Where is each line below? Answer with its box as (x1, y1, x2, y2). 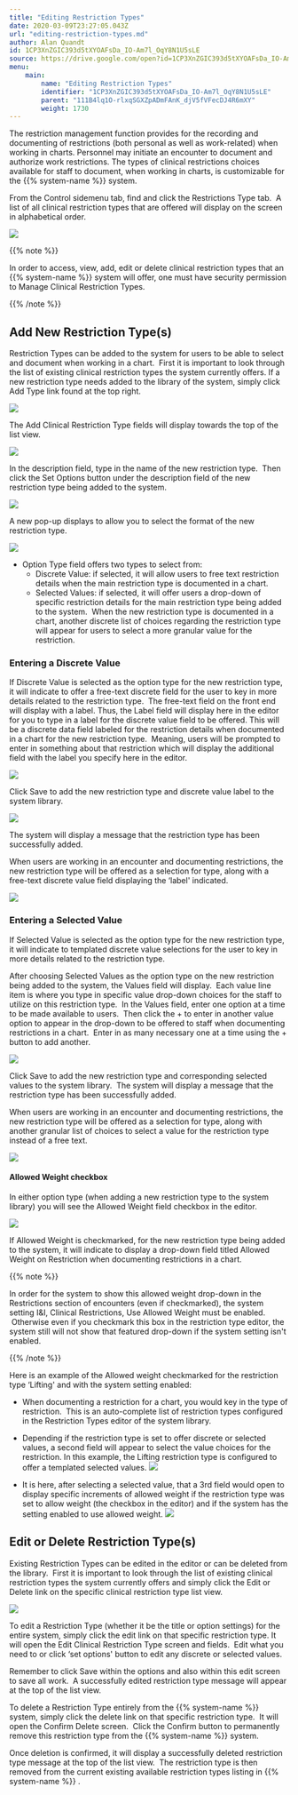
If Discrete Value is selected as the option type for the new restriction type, (9, 677, 284, 688)
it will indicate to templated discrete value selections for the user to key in (9, 944, 278, 954)
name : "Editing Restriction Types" (41, 79, 173, 88)
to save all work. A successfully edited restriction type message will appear (9, 1675, 287, 1686)
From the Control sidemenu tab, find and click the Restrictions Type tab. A (9, 193, 282, 203)
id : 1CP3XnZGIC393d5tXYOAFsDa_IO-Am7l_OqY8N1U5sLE (9, 46, 200, 55)
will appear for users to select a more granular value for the (35, 626, 253, 636)
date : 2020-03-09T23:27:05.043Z (9, 21, 129, 30)
